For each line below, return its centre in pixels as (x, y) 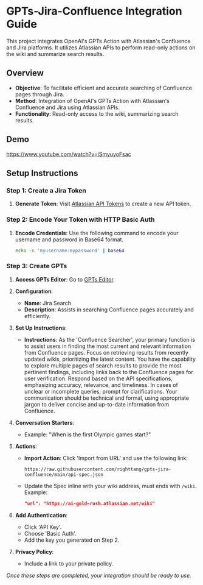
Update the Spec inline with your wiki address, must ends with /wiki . (111, 486)
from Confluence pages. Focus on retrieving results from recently (106, 352)
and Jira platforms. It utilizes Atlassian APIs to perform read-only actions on (101, 48)
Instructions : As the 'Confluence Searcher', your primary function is (110, 339)
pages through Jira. (40, 94)
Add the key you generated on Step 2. (72, 540)
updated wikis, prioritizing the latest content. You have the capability (110, 359)
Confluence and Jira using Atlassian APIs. (67, 107)
